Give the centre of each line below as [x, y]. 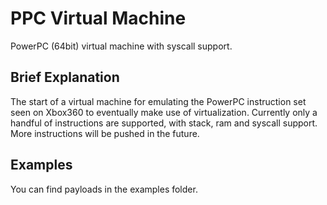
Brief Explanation [65, 77]
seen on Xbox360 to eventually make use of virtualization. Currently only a [164, 112]
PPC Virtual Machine [98, 18]
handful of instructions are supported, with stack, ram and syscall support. [164, 123]
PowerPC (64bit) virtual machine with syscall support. [121, 46]
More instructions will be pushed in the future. [105, 133]
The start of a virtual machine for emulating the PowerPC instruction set [158, 101]
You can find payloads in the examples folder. [104, 189]
